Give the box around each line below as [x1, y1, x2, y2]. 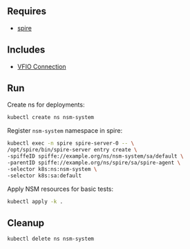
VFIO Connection [17, 62, 67, 71]
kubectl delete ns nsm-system [7, 235, 95, 243]
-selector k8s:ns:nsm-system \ [7, 165, 97, 172]
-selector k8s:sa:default [7, 172, 82, 179]
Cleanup [7, 217, 45, 229]
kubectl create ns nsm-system [7, 114, 95, 121]
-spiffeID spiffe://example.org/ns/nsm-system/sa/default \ [7, 153, 184, 160]
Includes [7, 44, 46, 56]
